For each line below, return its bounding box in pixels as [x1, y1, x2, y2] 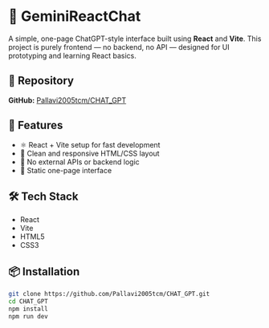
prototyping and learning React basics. [8, 51, 137, 60]
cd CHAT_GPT [8, 298, 48, 306]
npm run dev [8, 312, 48, 320]
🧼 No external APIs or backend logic [19, 156, 141, 167]
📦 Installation [8, 265, 80, 278]
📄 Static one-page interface [19, 165, 112, 175]
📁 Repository [8, 74, 75, 87]
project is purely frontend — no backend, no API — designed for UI [8, 42, 230, 51]
